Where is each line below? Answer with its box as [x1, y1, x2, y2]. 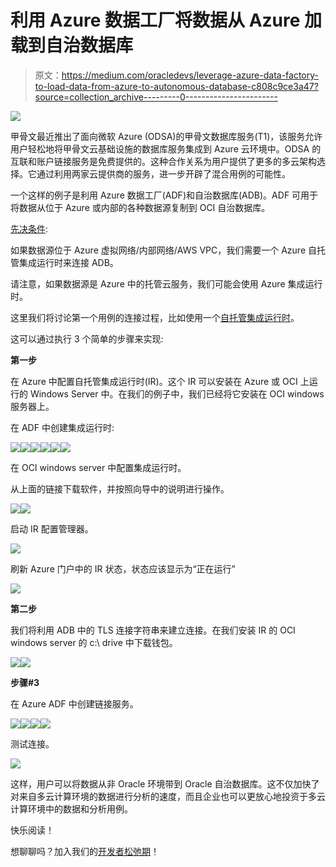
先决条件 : [10, 222, 49, 235]
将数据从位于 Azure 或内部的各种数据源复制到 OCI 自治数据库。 [10, 201, 271, 213]
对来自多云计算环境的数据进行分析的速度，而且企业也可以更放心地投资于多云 [10, 790, 326, 802]
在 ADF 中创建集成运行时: [10, 421, 115, 433]
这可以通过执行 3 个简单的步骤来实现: [10, 332, 164, 345]
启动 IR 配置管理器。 [10, 522, 94, 535]
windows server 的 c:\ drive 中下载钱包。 [10, 636, 178, 648]
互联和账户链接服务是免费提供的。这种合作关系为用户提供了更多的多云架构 [10, 155, 317, 167]
